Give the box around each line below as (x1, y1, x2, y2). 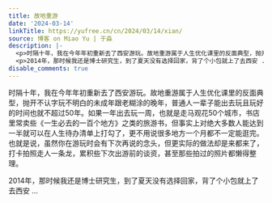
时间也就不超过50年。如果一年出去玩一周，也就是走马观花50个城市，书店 (15, 108, 261, 117)
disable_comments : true (8, 65, 89, 73)
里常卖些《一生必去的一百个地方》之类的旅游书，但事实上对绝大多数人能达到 (8, 118, 264, 128)
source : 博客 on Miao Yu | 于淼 (8, 34, 113, 43)
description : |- (8, 42, 63, 50)
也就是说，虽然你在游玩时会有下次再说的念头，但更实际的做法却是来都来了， (8, 138, 264, 148)
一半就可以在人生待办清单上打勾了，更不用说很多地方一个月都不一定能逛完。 (8, 128, 264, 137)
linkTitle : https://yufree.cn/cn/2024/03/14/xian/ (8, 27, 183, 35)
